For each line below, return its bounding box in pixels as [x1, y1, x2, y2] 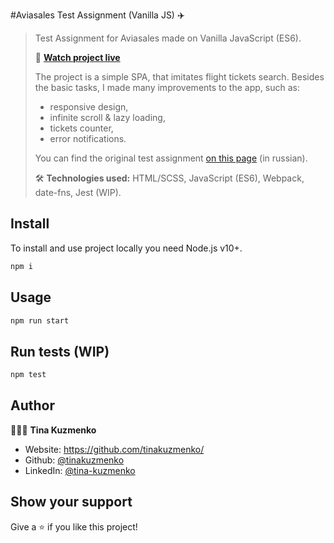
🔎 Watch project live [34, 52, 121, 63]
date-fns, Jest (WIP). [34, 187, 122, 198]
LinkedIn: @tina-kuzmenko [24, 464, 136, 476]
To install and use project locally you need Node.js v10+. [10, 242, 243, 254]
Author [10, 397, 55, 414]
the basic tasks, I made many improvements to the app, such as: [34, 82, 300, 93]
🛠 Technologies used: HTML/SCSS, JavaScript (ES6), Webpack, [34, 172, 305, 184]
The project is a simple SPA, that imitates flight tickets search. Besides [34, 71, 325, 83]
